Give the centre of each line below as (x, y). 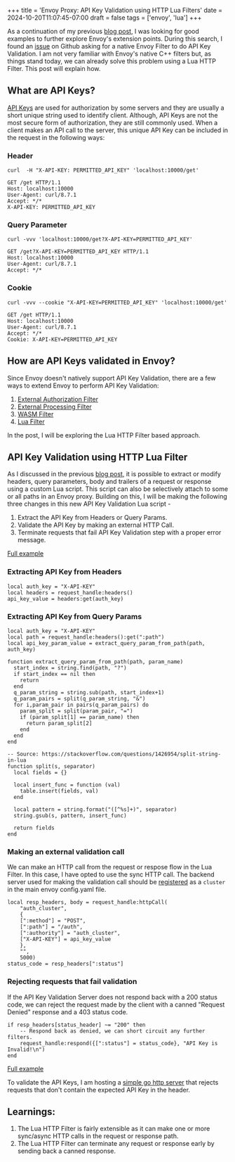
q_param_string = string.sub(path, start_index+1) (89, 692)
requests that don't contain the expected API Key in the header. (99, 1090)
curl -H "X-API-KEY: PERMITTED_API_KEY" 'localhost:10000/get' (103, 171)
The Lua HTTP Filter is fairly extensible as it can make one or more (114, 1129)
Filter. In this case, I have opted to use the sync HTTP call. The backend (111, 874)
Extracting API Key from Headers (65, 572)
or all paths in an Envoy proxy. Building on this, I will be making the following (117, 497)
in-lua (17, 760)
